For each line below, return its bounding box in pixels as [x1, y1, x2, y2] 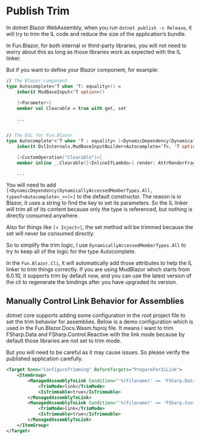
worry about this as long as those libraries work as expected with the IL [6, 48, 182, 55]
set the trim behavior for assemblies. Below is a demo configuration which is [6, 318, 193, 325]
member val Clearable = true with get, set [17, 106, 127, 112]
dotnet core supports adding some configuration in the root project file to [6, 312, 186, 319]
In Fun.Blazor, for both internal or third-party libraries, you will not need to [6, 42, 187, 49]
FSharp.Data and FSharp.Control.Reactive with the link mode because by [6, 331, 185, 338]
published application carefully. [6, 355, 83, 362]
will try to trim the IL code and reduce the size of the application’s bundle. [6, 30, 186, 37]
